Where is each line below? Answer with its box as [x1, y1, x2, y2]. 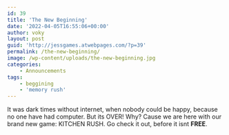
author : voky [7, 29, 45, 36]
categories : [7, 61, 41, 68]
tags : [7, 73, 23, 81]
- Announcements [19, 67, 67, 74]
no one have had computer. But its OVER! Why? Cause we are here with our [7, 112, 222, 121]
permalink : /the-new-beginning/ [7, 49, 100, 56]
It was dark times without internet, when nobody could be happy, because [7, 106, 219, 114]
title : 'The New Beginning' [7, 16, 88, 23]
